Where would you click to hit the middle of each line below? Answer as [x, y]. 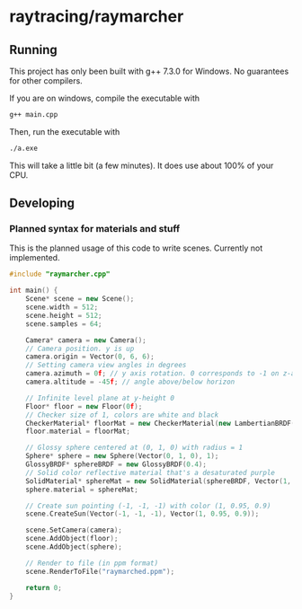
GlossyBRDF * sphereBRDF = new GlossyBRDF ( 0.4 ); [116, 464]
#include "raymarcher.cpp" [60, 274]
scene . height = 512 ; [64, 315]
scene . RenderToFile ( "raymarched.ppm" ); [100, 571]
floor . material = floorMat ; [78, 432]
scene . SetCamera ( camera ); [74, 530]
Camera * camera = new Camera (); [86, 340]
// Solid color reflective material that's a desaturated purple [151, 472]
